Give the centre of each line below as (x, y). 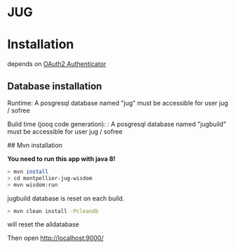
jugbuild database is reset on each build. (66, 198)
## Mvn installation (35, 145)
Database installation (55, 86)
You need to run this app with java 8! (61, 158)
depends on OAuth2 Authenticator (57, 64)
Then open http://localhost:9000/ (55, 238)
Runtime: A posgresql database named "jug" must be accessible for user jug (118, 103)
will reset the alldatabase (43, 224)
